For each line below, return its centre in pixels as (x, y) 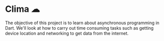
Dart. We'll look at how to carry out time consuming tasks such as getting (79, 28)
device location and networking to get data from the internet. (67, 33)
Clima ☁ (23, 9)
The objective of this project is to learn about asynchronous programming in (82, 23)
